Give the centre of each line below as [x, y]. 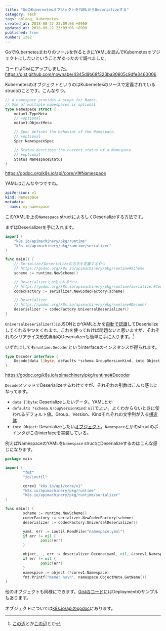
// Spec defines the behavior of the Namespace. [65, 132]
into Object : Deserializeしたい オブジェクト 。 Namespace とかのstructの [83, 427]
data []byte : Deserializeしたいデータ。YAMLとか [62, 402]
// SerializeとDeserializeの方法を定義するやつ [60, 264]
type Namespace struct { [31, 109]
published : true [22, 33]
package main [19, 459]
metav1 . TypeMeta [31, 114]
